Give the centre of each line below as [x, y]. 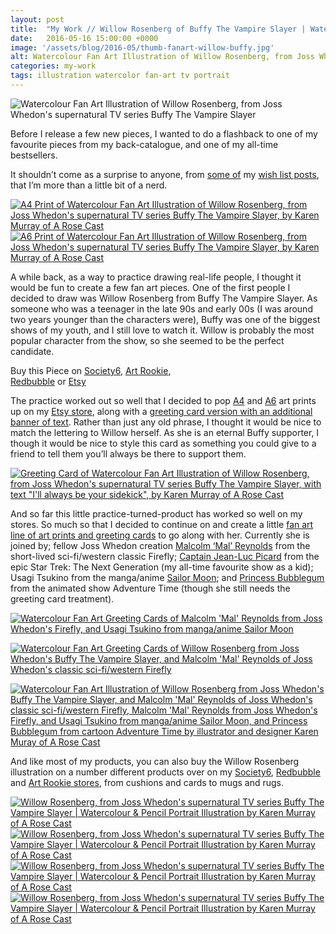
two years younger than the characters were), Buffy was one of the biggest [165, 319]
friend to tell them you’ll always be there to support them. [128, 453]
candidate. [32, 351]
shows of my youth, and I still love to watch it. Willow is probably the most [162, 330]
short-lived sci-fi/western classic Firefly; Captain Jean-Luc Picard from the [165, 556]
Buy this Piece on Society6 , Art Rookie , [91, 370]
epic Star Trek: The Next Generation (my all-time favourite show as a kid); [162, 567]
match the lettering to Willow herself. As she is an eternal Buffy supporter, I [165, 432]
